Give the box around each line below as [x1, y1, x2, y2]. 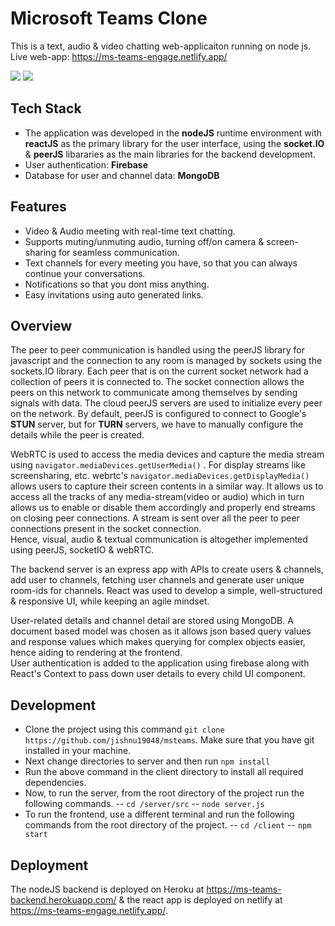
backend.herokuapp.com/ [10, 894, 117, 906]
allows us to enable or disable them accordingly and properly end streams [10, 502, 316, 514]
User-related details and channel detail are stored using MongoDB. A [10, 615, 294, 627]
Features [10, 198, 67, 216]
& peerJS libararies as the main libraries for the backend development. [24, 148, 316, 160]
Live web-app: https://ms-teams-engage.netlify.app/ [10, 50, 228, 62]
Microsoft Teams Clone [10, 7, 208, 30]
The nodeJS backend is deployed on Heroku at [10, 883, 205, 895]
